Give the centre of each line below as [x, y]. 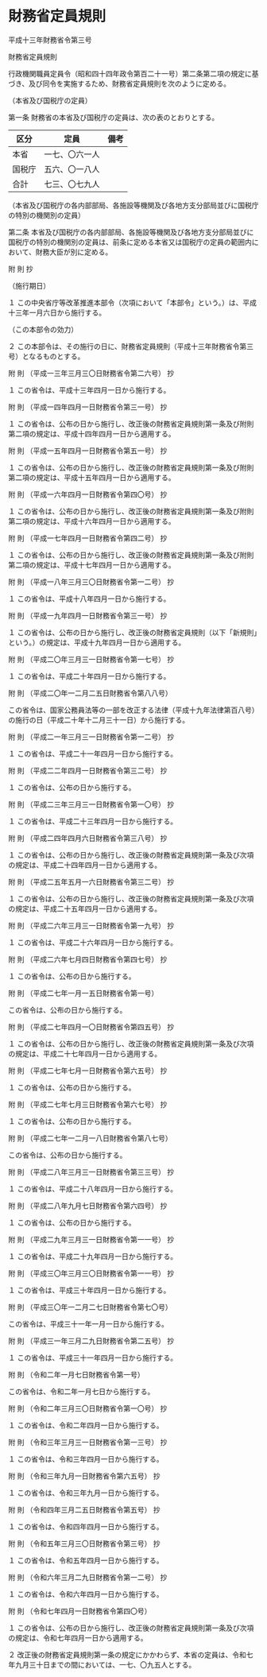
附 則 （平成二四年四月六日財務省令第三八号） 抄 [88, 838]
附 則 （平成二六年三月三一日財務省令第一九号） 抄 [91, 925]
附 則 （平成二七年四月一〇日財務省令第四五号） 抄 [91, 1027]
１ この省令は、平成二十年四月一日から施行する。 [89, 676]
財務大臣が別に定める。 [74, 252]
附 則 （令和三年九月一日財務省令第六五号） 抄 [84, 1476]
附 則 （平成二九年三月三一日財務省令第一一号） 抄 [91, 1239]
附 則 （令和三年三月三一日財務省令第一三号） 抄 [88, 1442]
